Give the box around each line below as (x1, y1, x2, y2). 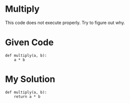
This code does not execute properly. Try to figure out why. (5, 20, 125, 26)
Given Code (5, 37, 54, 48)
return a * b (14, 94, 41, 99)
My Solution (5, 74, 55, 85)
